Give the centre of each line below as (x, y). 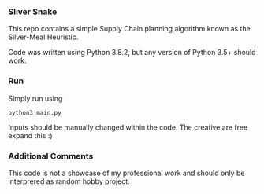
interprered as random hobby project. (69, 181)
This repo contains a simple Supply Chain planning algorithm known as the (129, 29)
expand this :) (30, 135)
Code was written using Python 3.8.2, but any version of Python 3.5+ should (132, 53)
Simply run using (35, 98)
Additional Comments (51, 156)
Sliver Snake (33, 12)
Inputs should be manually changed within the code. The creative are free (128, 127)
